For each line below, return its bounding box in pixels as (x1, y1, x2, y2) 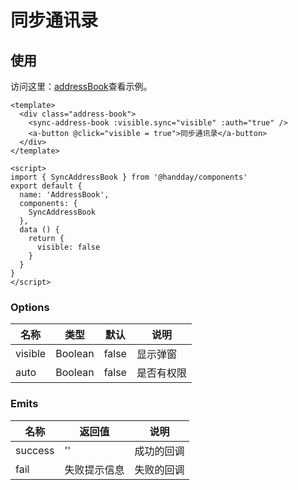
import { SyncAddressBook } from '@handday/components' (10, 172, 248, 182)
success (15, 443, 55, 457)
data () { (19, 225, 60, 235)
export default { (10, 181, 83, 191)
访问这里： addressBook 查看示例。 (10, 81, 153, 92)
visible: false (36, 242, 101, 252)
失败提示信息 (64, 462, 125, 476)
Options (10, 300, 50, 314)
